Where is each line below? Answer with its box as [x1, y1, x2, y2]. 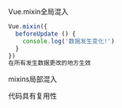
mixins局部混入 [8, 74, 58, 84]
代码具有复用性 [8, 91, 57, 101]
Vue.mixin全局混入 [8, 7, 69, 16]
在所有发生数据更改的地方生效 [8, 59, 91, 67]
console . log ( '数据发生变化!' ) [22, 37, 115, 45]
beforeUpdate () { [15, 30, 77, 38]
